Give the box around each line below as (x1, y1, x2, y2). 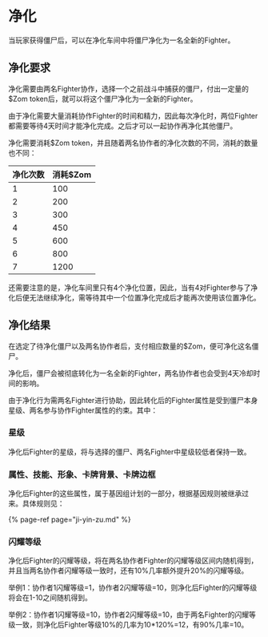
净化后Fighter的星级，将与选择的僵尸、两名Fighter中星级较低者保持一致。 (8, 446, 251, 457)
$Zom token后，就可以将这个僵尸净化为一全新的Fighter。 (8, 94, 198, 103)
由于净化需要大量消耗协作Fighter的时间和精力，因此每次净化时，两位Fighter (8, 111, 258, 120)
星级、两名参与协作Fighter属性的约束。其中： (8, 405, 158, 415)
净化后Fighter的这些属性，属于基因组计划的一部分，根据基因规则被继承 (8, 489, 242, 498)
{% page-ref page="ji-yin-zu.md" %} (8, 514, 132, 525)
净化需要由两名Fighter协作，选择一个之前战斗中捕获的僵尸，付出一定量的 (8, 83, 250, 93)
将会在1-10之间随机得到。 (8, 593, 92, 603)
